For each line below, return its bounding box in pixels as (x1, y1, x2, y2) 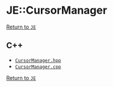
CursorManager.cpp (14, 64, 61, 70)
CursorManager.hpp (14, 57, 61, 63)
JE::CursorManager (6, 4, 108, 17)
